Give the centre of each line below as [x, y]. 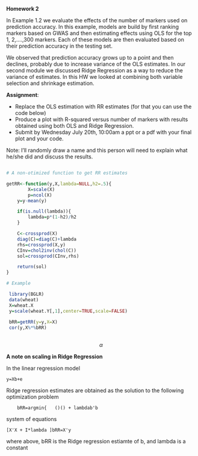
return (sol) [32, 267]
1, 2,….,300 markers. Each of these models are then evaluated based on [95, 39]
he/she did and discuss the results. [50, 157]
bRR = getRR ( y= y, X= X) [33, 322]
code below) [30, 113]
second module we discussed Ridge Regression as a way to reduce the [95, 70]
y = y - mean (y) [32, 201]
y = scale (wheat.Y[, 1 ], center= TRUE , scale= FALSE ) [68, 311]
